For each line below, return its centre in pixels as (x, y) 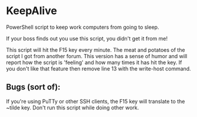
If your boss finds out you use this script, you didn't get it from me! (87, 38)
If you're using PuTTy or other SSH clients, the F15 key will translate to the (96, 101)
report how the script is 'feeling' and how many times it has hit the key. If (94, 62)
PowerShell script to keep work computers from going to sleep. (83, 27)
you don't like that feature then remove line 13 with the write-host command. (98, 68)
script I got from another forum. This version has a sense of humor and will (97, 56)
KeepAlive (32, 11)
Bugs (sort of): (33, 87)
